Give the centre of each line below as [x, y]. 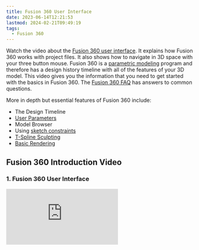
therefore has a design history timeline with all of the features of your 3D [95, 70]
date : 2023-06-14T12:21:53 [40, 17]
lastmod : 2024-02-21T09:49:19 [44, 23]
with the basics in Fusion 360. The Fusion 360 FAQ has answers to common [99, 82]
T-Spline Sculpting [38, 137]
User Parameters [35, 118]
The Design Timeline [40, 112]
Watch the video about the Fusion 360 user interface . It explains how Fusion [99, 51]
